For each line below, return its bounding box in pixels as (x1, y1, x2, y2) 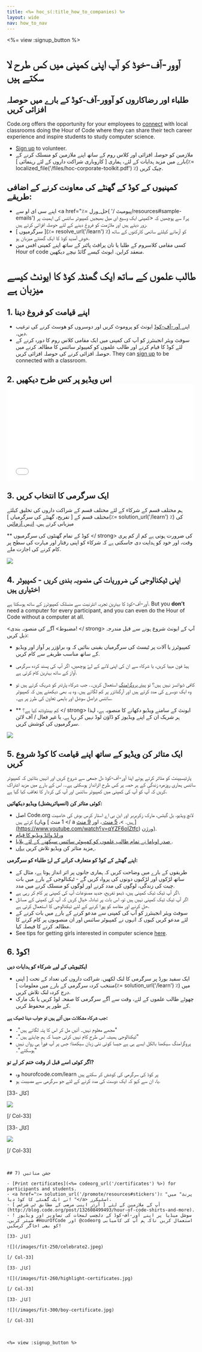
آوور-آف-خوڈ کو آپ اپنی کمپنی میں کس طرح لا (7, 58, 180, 71)
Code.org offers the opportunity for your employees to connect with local (7, 120, 188, 128)
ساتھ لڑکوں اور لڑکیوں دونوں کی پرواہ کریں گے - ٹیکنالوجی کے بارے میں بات (15, 875, 185, 883)
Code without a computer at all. (7, 613, 85, 620)
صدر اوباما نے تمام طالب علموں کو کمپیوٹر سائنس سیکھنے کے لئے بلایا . (15, 838, 173, 845)
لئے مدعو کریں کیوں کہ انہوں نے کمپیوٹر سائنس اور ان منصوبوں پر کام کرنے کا (15, 916, 188, 924)
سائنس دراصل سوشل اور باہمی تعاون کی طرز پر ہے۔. (15, 694, 113, 702)
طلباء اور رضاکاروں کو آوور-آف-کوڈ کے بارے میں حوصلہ (7, 94, 189, 105)
